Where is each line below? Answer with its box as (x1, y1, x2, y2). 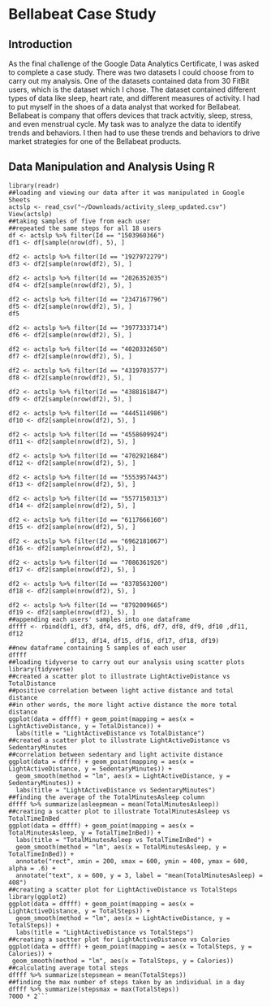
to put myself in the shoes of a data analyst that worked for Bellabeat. (8, 102, 241, 111)
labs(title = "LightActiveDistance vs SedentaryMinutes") (15, 786, 217, 794)
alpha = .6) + (8, 864, 57, 872)
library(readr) (8, 181, 60, 189)
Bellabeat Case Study (8, 5, 157, 24)
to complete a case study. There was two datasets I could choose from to (8, 67, 254, 77)
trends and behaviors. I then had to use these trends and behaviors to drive (8, 128, 260, 137)
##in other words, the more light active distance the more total (8, 701, 238, 709)
